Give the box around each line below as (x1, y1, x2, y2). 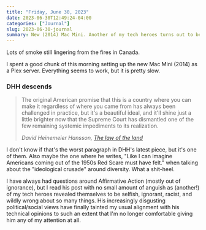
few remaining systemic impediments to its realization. (21, 122, 159, 129)
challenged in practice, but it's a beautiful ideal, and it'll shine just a (21, 109, 192, 117)
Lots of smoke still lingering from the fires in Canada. (6, 48, 140, 56)
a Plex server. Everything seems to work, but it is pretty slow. (6, 67, 161, 74)
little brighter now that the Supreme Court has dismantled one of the (21, 116, 194, 123)
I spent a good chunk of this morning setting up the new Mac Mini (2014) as (6, 61, 198, 68)
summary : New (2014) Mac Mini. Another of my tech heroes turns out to (6, 32, 193, 38)
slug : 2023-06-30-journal (6, 26, 72, 33)
